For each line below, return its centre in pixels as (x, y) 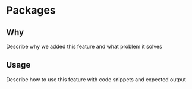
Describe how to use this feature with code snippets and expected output (96, 79)
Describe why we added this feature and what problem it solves (84, 46)
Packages (31, 10)
